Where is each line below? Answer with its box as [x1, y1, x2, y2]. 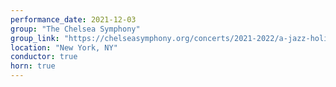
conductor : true [10, 52, 78, 62]
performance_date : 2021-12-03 [10, 14, 137, 25]
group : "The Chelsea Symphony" [10, 24, 141, 34]
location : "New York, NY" [10, 42, 118, 53]
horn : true [10, 61, 56, 71]
